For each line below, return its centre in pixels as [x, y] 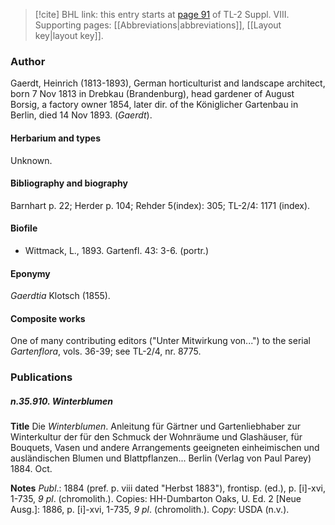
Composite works [48, 318]
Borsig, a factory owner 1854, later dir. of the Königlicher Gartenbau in [154, 105]
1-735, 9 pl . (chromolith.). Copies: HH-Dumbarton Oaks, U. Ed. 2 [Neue [156, 499]
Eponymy [30, 273]
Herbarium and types [56, 138]
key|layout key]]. [69, 35]
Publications [41, 377]
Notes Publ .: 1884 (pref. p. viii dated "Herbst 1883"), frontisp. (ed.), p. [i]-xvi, [168, 488]
